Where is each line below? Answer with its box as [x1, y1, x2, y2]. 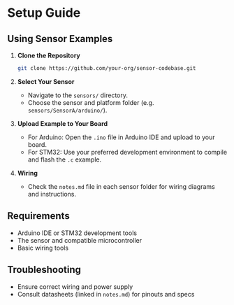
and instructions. [27, 190, 77, 198]
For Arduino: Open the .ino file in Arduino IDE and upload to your [27, 133, 215, 141]
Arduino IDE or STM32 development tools [17, 229, 138, 237]
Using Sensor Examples [7, 33, 113, 45]
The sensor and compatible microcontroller [17, 236, 142, 244]
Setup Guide [7, 5, 81, 21]
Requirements [7, 210, 70, 222]
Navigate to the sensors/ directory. [27, 91, 128, 99]
